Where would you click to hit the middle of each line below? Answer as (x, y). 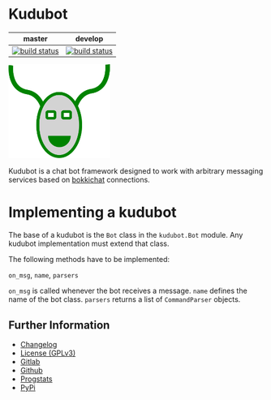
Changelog (39, 344)
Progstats (36, 379)
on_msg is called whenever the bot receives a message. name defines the (128, 291)
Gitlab (30, 361)
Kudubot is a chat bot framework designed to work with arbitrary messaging (136, 171)
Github (31, 370)
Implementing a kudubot (92, 213)
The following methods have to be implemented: (89, 260)
